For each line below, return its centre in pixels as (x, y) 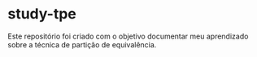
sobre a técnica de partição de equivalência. (82, 44)
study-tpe (42, 14)
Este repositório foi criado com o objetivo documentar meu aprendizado (128, 36)
